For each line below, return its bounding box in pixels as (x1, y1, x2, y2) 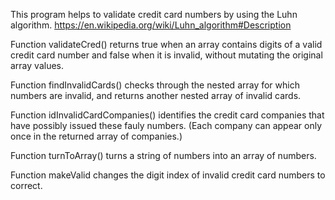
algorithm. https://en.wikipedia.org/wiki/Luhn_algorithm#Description (10, 19, 292, 31)
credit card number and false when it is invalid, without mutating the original (10, 49, 323, 61)
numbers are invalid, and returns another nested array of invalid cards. (10, 90, 302, 101)
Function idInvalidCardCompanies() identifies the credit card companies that (10, 109, 325, 121)
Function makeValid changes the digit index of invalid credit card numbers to (10, 169, 326, 181)
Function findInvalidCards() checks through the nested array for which (10, 79, 300, 91)
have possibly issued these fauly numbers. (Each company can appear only (10, 120, 323, 131)
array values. (10, 60, 64, 71)
